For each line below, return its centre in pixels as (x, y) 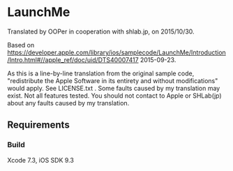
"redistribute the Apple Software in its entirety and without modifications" (113, 80)
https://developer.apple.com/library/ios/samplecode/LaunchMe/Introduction (117, 52)
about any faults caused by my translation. (68, 103)
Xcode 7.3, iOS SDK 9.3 (41, 160)
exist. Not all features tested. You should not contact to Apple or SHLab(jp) (114, 96)
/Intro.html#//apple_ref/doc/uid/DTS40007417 (73, 59)
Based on (21, 45)
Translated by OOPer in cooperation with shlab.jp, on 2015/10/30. (101, 31)
